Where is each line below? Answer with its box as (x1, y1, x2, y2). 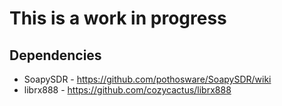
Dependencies (9, 47, 102, 64)
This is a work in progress (9, 7, 227, 30)
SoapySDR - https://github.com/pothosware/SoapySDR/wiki (23, 73, 272, 85)
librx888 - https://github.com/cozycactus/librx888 (23, 84, 232, 96)
